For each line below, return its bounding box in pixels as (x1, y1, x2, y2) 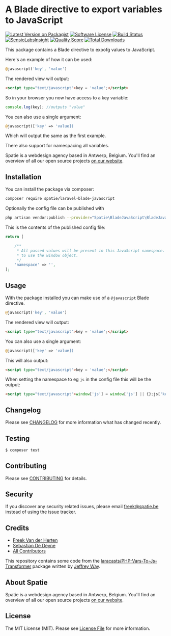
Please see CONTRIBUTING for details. (5, 475, 88, 481)
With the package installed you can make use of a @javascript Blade (5, 295, 149, 301)
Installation (5, 172, 42, 181)
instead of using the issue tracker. (5, 509, 76, 515)
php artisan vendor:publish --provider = (5, 215, 93, 220)
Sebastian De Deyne (12, 543, 56, 549)
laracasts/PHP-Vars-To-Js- (101, 558, 158, 564)
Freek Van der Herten (12, 537, 58, 543)
